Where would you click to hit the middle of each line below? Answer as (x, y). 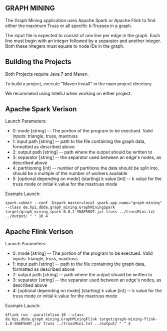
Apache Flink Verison (39, 231)
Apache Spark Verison (41, 109)
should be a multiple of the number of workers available (70, 174)
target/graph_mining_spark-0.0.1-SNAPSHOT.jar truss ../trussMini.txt (80, 212)
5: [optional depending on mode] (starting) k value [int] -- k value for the (87, 179)
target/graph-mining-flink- (128, 319)
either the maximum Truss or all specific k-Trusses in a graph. (69, 26)
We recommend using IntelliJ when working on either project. (68, 93)
